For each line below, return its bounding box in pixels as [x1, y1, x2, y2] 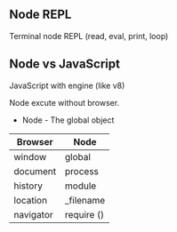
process [65, 164, 100, 177]
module [65, 180, 97, 192]
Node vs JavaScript [9, 57, 120, 72]
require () [65, 208, 105, 220]
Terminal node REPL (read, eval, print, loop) [9, 30, 169, 41]
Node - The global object [21, 115, 115, 125]
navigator [13, 208, 53, 220]
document [13, 164, 57, 177]
